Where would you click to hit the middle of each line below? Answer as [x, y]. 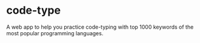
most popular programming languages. [55, 33]
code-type [34, 10]
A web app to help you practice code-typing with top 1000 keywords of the [100, 27]
